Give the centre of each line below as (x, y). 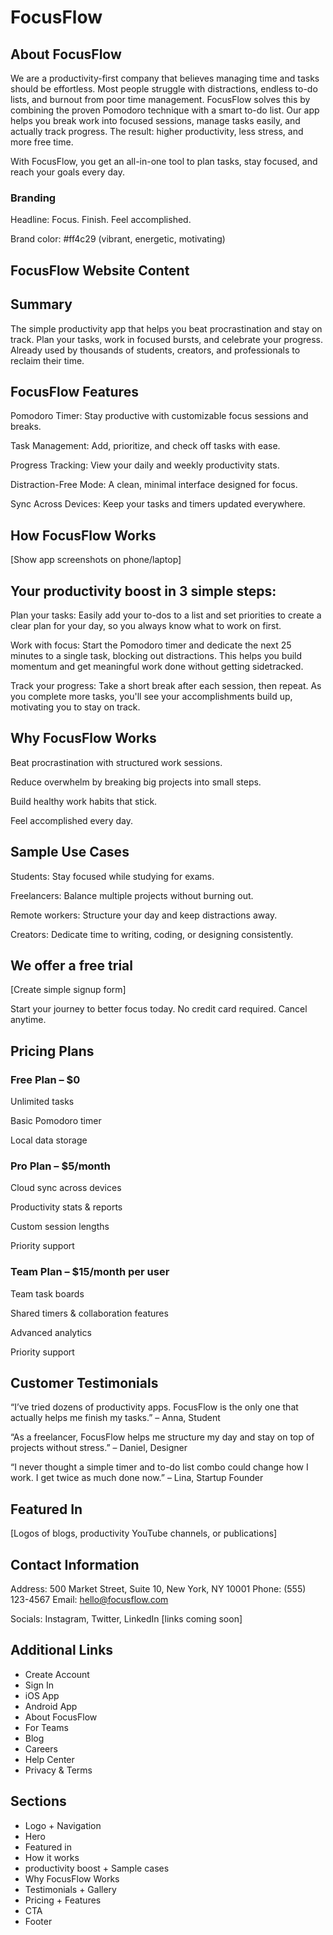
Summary (41, 304)
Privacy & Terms (58, 1770)
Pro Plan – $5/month (61, 1166)
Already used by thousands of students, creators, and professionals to (155, 350)
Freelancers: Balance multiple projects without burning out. (132, 895)
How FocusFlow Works (83, 535)
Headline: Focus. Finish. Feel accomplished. (101, 220)
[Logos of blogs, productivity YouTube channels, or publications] (144, 1533)
